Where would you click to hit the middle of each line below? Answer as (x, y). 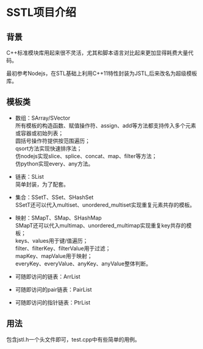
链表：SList (30, 176)
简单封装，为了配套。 (42, 184)
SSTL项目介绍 (41, 13)
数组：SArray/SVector (43, 118)
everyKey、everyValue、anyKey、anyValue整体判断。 (83, 264)
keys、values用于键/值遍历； (52, 240)
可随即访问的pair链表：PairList (53, 289)
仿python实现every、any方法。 (54, 164)
